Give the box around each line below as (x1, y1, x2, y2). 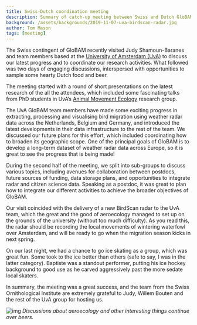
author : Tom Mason (6, 25, 51, 31)
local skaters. (6, 272, 39, 279)
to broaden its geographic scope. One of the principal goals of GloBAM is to (6, 138, 189, 145)
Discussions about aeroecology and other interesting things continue (22, 307, 189, 314)
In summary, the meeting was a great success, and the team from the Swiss (6, 283, 189, 291)
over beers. (6, 314, 34, 321)
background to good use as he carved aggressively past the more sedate (6, 266, 184, 273)
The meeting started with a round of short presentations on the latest (6, 83, 173, 90)
